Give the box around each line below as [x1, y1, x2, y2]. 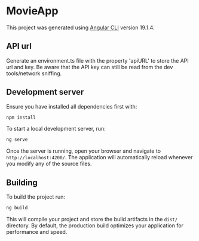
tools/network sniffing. [6, 70, 62, 77]
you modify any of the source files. [6, 160, 92, 168]
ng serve [6, 137, 28, 143]
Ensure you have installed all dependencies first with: [6, 103, 137, 110]
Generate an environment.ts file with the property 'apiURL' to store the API [6, 57, 189, 64]
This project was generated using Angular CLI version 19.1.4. [6, 24, 155, 31]
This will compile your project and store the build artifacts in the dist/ [6, 216, 178, 223]
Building [6, 177, 38, 187]
